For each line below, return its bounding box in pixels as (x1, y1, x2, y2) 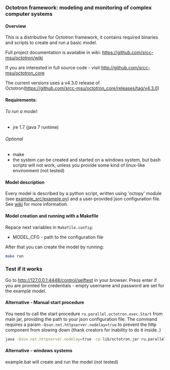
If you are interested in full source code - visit (5, 65, 100, 71)
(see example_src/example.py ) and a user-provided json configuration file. (5, 196, 161, 202)
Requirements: (5, 97, 37, 103)
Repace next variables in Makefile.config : (5, 224, 93, 230)
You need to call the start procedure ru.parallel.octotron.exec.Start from (5, 311, 163, 317)
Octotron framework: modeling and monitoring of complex (5, 4, 152, 11)
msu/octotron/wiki (5, 55, 43, 61)
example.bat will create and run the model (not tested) (5, 359, 118, 365)
